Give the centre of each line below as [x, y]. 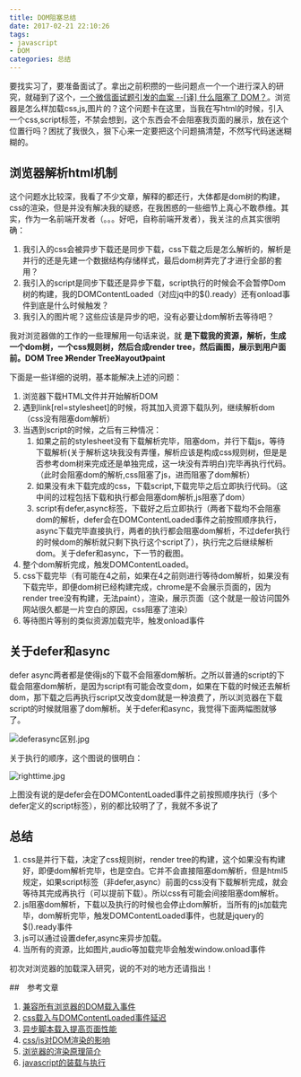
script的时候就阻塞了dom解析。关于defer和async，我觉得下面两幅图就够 [143, 708]
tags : [19, 34]
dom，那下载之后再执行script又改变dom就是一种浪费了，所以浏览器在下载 [146, 697]
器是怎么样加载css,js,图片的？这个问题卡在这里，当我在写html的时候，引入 [147, 108]
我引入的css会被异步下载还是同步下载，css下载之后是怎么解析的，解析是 [157, 249]
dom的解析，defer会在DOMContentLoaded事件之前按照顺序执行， [159, 519]
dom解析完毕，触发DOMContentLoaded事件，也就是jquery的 [151, 915]
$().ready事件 [47, 927]
